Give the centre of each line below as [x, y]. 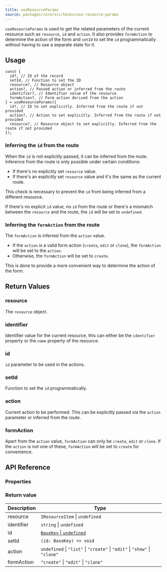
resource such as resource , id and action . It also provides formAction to [79, 34]
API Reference [28, 467]
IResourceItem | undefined [71, 516]
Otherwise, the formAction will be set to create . [61, 256]
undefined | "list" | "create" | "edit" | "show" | [95, 549]
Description [22, 508]
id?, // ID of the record [37, 76]
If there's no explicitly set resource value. [54, 171]
